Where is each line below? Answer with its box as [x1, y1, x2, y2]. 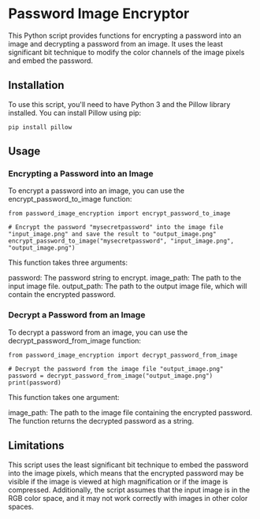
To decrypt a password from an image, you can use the [8, 328, 188, 337]
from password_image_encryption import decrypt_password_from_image [8, 351, 238, 359]
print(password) [8, 379, 61, 387]
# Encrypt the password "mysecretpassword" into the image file [8, 224, 224, 232]
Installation [8, 79, 65, 92]
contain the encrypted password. [8, 290, 116, 299]
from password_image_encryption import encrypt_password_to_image [8, 209, 231, 217]
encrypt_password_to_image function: [8, 195, 132, 204]
